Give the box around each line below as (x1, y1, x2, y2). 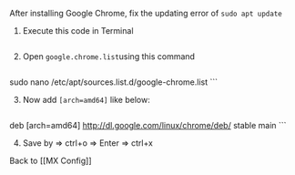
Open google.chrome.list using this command (22, 51, 196, 62)
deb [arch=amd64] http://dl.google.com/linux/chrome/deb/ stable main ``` (9, 120, 287, 130)
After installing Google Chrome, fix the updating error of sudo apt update (9, 8, 282, 18)
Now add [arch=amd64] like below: (22, 95, 150, 105)
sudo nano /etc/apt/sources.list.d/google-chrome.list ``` (9, 77, 219, 87)
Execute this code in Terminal (22, 26, 134, 36)
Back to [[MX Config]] (9, 155, 93, 166)
